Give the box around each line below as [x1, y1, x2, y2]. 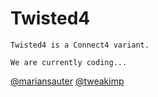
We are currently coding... [10, 57, 128, 67]
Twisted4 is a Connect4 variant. [10, 40, 150, 50]
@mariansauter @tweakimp [10, 75, 125, 87]
